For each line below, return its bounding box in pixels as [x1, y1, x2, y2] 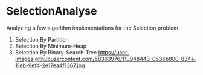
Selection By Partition [14, 36, 69, 43]
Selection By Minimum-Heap [14, 42, 87, 50]
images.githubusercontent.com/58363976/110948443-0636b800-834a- [14, 55, 197, 62]
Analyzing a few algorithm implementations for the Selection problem [6, 24, 178, 31]
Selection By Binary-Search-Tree [14, 48, 97, 56]
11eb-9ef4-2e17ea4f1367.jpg [14, 62, 85, 69]
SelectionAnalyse [6, 4, 97, 18]
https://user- [98, 48, 130, 56]
